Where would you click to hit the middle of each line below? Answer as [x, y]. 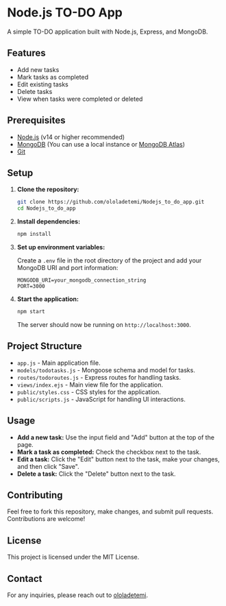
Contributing [35, 495]
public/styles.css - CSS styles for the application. [89, 391]
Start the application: [48, 299]
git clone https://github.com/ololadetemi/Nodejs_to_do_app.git [111, 202]
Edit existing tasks [42, 84]
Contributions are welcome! [46, 519]
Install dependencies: [49, 221]
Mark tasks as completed [53, 77]
